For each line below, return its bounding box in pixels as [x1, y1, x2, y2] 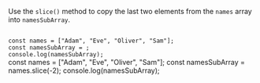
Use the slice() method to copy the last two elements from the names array [8, 7, 252, 16]
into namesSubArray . [8, 15, 71, 24]
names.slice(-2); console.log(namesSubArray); [8, 66, 160, 75]
